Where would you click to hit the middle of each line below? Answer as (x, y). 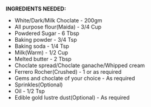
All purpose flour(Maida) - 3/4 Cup (58, 27)
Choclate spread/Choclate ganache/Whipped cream (79, 65)
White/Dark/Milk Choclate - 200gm (58, 20)
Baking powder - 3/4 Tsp (45, 40)
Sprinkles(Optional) (39, 85)
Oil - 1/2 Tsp (29, 91)
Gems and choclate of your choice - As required (75, 78)
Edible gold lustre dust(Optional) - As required (72, 97)
